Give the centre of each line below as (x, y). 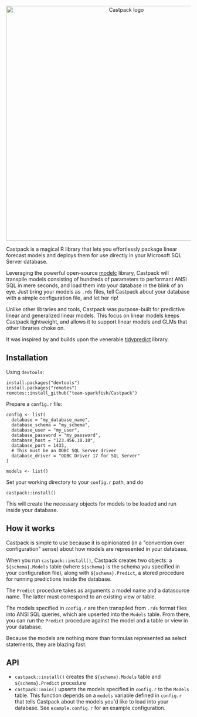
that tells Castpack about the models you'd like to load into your (91, 702)
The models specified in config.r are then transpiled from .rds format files (96, 608)
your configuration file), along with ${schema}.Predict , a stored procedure (95, 573)
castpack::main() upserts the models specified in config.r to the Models (102, 689)
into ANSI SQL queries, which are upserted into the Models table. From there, (98, 614)
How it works (30, 529)
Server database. (27, 262)
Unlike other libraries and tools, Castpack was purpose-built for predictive (96, 309)
